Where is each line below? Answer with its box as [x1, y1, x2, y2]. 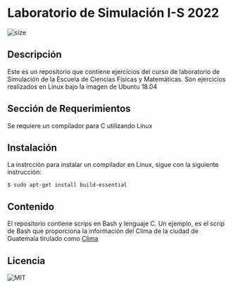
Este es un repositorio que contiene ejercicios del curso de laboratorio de [7, 67, 220, 75]
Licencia [7, 255, 46, 267]
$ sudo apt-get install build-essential [7, 182, 128, 189]
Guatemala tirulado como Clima [7, 234, 99, 243]
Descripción [7, 49, 62, 61]
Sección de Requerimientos [7, 103, 132, 115]
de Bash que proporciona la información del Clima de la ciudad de [7, 227, 199, 235]
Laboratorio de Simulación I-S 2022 [7, 5, 220, 21]
